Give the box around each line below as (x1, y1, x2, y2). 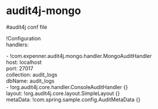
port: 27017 (6, 64, 33, 71)
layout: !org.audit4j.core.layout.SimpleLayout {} (6, 90, 120, 97)
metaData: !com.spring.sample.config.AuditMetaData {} (6, 96, 141, 103)
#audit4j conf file (6, 23, 48, 30)
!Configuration (6, 35, 41, 42)
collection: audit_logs (6, 71, 58, 78)
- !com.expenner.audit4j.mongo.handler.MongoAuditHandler (6, 52, 152, 59)
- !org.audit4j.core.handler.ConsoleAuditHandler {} (6, 83, 128, 90)
